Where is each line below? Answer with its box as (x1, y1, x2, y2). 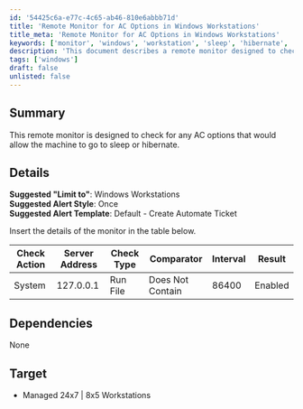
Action (16, 258, 46, 271)
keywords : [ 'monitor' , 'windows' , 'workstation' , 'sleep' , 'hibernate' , (9, 38, 289, 48)
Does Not (148, 274, 189, 286)
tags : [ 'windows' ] (9, 55, 78, 64)
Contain (148, 285, 182, 298)
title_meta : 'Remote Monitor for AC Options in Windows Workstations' (9, 30, 280, 39)
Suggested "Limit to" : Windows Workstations (9, 189, 180, 200)
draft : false (9, 64, 59, 73)
